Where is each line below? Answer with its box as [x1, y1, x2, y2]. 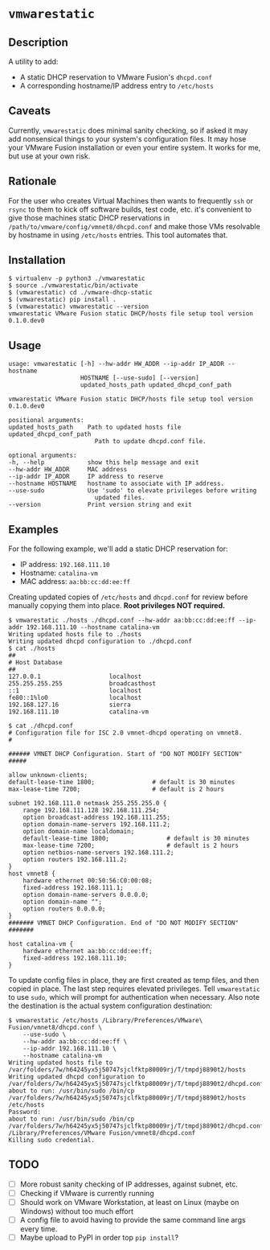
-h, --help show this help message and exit [8, 458, 199, 467]
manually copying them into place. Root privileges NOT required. [8, 601, 226, 611]
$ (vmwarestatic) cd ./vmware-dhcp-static [8, 289, 153, 297]
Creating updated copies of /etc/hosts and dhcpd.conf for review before [8, 592, 248, 602]
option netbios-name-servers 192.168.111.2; [22, 849, 174, 857]
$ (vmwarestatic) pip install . [8, 296, 117, 304]
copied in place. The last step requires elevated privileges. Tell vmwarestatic [8, 984, 260, 993]
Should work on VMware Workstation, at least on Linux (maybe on [19, 1198, 239, 1207]
